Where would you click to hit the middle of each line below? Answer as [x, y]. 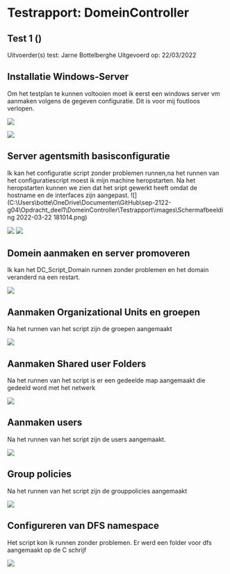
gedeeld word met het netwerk [51, 388]
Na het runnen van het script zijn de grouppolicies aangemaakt [97, 491]
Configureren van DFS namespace [83, 526]
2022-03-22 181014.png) [52, 217]
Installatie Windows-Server [68, 77]
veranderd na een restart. [44, 277]
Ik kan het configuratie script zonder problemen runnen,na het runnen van [113, 173]
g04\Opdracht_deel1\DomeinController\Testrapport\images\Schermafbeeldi [115, 210]
